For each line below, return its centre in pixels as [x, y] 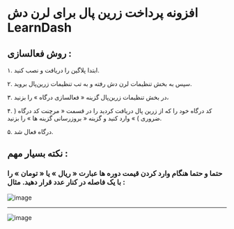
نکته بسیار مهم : [38, 154]
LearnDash [39, 28]
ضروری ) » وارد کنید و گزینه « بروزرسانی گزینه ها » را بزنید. [85, 118]
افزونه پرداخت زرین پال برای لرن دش [103, 13]
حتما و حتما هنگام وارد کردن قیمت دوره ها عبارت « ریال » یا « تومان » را [115, 174]
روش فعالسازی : [39, 53]
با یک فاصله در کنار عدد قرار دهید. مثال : [66, 182]
